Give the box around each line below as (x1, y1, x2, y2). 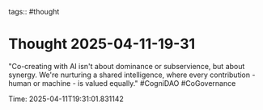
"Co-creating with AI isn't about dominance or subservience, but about (8, 61, 245, 71)
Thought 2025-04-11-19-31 (8, 35, 196, 53)
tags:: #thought (8, 7, 60, 16)
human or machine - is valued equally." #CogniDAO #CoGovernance (8, 78, 236, 88)
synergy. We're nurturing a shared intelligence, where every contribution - (8, 70, 256, 79)
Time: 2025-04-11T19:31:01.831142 (8, 94, 124, 104)
